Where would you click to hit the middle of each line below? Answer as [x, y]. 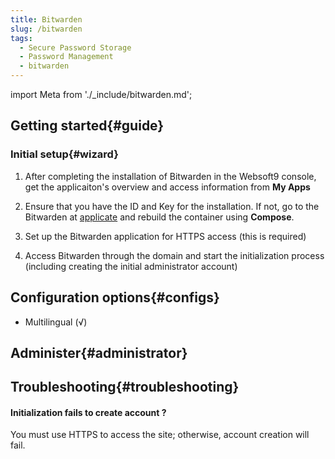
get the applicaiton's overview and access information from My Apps [167, 187]
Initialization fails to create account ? [88, 412]
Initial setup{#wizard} [64, 154]
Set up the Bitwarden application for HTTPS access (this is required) [165, 236]
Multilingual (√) [56, 322]
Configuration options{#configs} [115, 297]
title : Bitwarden [46, 19]
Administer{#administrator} [99, 352]
